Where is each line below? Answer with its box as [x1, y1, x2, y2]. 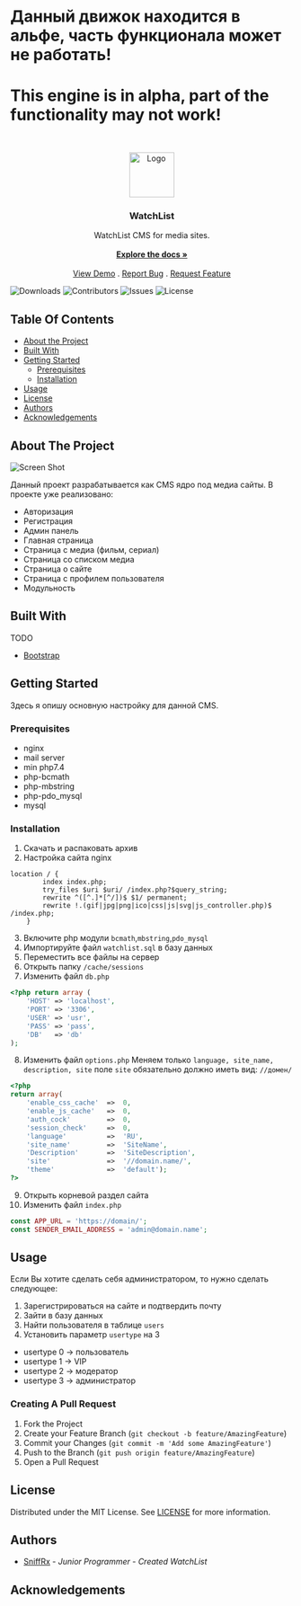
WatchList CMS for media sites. [93, 230, 210, 241]
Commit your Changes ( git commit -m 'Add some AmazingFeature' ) [22, 1437, 272, 1448]
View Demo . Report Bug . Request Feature [72, 268, 232, 279]
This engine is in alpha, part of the [10, 85, 270, 106]
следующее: [10, 1283, 58, 1294]
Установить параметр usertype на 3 [22, 1329, 160, 1340]
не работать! [10, 45, 111, 65]
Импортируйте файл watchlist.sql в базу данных [22, 942, 214, 954]
